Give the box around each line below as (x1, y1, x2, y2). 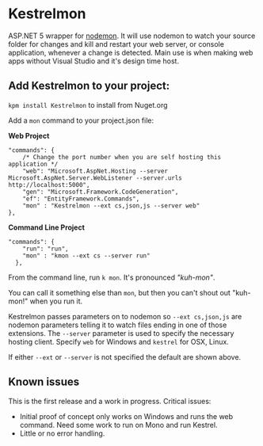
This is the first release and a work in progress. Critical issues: (8, 396, 212, 406)
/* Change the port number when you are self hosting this (22, 153, 222, 161)
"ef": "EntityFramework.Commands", (22, 195, 140, 203)
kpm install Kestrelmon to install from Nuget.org (8, 100, 168, 109)
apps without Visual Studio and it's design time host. (8, 56, 180, 66)
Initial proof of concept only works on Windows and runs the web (19, 411, 234, 421)
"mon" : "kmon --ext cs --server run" (22, 251, 151, 260)
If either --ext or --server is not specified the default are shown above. (8, 352, 242, 361)
